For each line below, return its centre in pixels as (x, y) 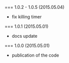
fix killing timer (27, 17)
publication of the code (35, 55)
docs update (24, 36)
